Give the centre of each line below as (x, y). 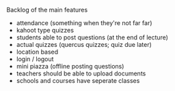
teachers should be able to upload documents (81, 73)
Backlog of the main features (47, 10)
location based (37, 52)
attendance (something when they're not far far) (84, 23)
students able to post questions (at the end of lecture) (92, 37)
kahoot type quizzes (45, 30)
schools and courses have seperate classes (78, 80)
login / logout (35, 59)
